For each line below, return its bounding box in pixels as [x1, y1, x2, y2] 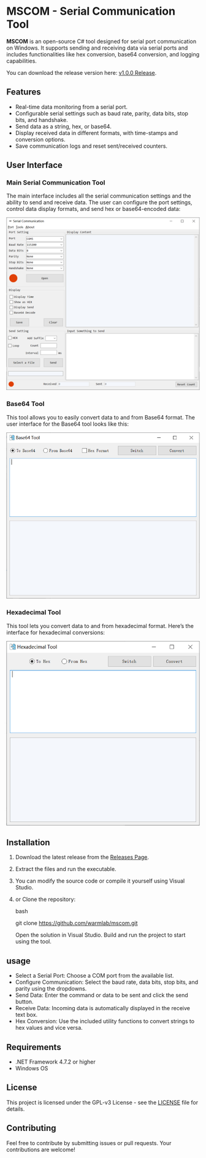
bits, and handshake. [15, 116, 69, 123]
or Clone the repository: [15, 895, 75, 903]
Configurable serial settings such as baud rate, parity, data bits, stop [15, 109, 189, 117]
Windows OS [15, 1065, 48, 1072]
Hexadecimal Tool [6, 608, 61, 617]
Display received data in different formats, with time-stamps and [15, 129, 178, 136]
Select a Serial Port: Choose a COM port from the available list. [15, 972, 174, 980]
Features [6, 87, 41, 98]
